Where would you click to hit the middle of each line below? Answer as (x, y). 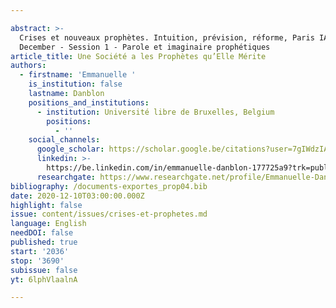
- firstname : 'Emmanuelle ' (78, 75)
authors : (28, 66)
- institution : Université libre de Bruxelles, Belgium (155, 112)
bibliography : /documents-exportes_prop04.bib (109, 186)
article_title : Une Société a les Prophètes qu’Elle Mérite (138, 56)
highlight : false (46, 205)
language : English (48, 224)
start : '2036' (40, 251)
